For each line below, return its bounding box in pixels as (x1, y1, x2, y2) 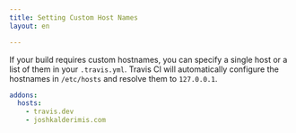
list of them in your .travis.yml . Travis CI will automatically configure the (9, 64, 280, 75)
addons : (9, 91, 39, 100)
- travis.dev (25, 107, 74, 117)
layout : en (9, 22, 50, 31)
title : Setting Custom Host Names (9, 13, 139, 22)
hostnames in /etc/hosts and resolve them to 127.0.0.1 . (9, 73, 218, 84)
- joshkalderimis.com (25, 116, 106, 125)
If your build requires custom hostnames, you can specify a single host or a (9, 54, 288, 65)
